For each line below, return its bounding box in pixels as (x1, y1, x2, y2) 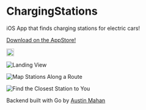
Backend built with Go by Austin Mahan (6, 97, 106, 104)
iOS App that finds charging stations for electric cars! (6, 24, 141, 32)
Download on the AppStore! (6, 36, 76, 43)
